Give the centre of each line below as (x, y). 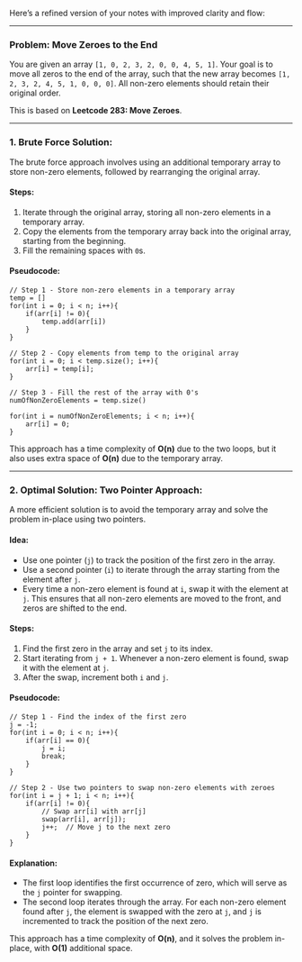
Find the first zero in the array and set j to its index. (118, 649)
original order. (35, 93)
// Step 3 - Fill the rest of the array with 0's (104, 393)
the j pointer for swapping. (72, 893)
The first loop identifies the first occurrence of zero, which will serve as (155, 883)
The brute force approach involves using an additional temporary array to (145, 162)
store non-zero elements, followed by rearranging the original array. (135, 171)
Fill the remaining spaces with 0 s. (84, 250)
